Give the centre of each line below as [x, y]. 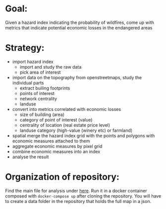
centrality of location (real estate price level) [65, 125]
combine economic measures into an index [56, 151]
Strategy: [25, 48]
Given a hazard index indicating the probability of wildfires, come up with [80, 22]
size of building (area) [42, 114]
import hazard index [33, 61]
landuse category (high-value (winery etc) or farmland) [76, 130]
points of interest [37, 93]
